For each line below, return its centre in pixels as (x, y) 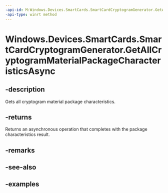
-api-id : (14, 10)
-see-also (21, 167)
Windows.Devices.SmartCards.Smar (83, 39)
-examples (22, 184)
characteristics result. (27, 134)
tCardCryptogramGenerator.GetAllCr (83, 50)
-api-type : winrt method (31, 14)
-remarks (20, 150)
